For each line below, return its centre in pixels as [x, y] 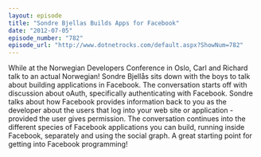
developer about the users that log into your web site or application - [121, 110]
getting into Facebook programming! [68, 144]
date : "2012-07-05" [41, 30]
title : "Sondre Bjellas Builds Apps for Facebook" [94, 23]
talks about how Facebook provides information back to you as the [117, 102]
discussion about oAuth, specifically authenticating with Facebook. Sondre [130, 93]
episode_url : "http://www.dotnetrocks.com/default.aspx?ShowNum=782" [126, 45]
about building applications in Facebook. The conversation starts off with [128, 85]
